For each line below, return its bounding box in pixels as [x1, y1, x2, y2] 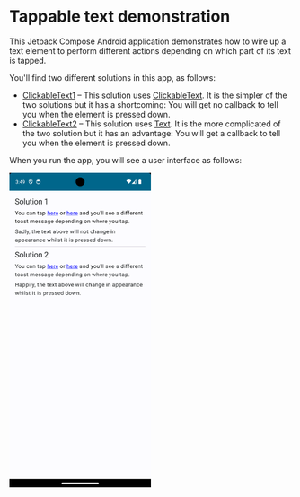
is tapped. [9, 55, 47, 65]
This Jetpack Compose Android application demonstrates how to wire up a [9, 36, 287, 47]
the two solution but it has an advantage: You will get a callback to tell [22, 127, 281, 138]
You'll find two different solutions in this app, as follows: [9, 72, 216, 83]
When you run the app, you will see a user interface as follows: [9, 154, 243, 165]
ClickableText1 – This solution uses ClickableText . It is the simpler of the [22, 90, 287, 100]
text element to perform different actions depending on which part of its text [9, 45, 292, 56]
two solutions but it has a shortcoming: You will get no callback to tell [22, 99, 278, 109]
